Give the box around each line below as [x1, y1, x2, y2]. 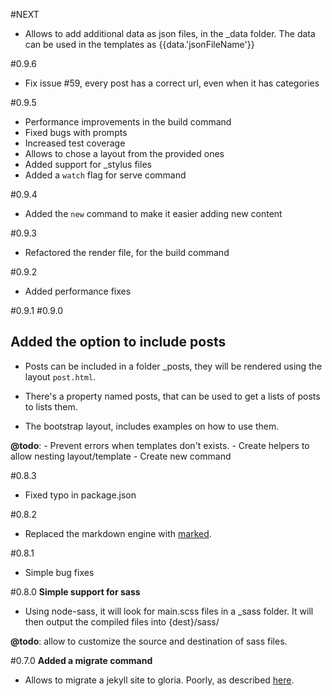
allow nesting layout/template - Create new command [10, 450, 232, 462]
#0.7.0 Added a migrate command [10, 654, 153, 666]
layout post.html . [24, 370, 97, 383]
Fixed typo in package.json [24, 489, 137, 501]
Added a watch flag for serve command [24, 169, 187, 181]
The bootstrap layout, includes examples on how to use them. [24, 420, 280, 432]
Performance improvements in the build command [24, 116, 232, 128]
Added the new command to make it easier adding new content [24, 208, 283, 219]
